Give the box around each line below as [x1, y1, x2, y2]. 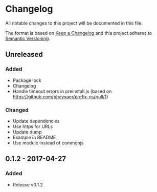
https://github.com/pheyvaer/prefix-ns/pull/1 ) [12, 93, 108, 100]
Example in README [12, 134, 56, 140]
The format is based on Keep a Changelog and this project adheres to [5, 30, 152, 36]
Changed [5, 106, 29, 113]
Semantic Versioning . [5, 35, 50, 41]
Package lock [12, 77, 42, 83]
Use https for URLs [12, 123, 53, 130]
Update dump [12, 129, 42, 135]
